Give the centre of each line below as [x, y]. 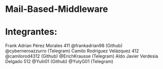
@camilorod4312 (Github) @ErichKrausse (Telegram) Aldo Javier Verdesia [82, 56]
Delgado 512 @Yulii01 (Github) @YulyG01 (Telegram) [59, 62]
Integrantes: [31, 32]
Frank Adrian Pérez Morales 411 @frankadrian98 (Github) [64, 46]
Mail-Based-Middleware [57, 9]
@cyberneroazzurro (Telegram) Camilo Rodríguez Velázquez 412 [72, 51]
